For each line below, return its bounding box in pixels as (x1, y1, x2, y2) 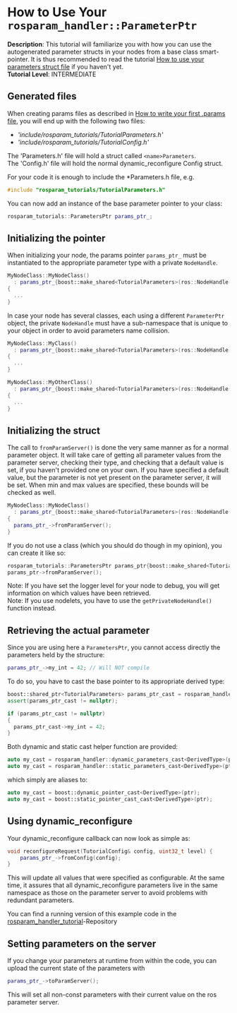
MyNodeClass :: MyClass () (7, 340, 78, 347)
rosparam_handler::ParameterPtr (7, 19, 197, 32)
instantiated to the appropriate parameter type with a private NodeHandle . (7, 258, 218, 267)
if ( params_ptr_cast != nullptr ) (7, 710, 106, 717)
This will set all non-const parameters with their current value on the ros (7, 990, 217, 999)
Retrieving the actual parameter (7, 624, 150, 636)
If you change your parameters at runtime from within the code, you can (7, 957, 217, 965)
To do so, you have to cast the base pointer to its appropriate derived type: (7, 677, 225, 685)
